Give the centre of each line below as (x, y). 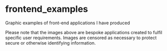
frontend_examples (47, 9)
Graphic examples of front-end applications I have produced (68, 23)
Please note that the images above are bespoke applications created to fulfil (84, 32)
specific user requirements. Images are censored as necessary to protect (81, 38)
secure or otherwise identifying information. (51, 43)
